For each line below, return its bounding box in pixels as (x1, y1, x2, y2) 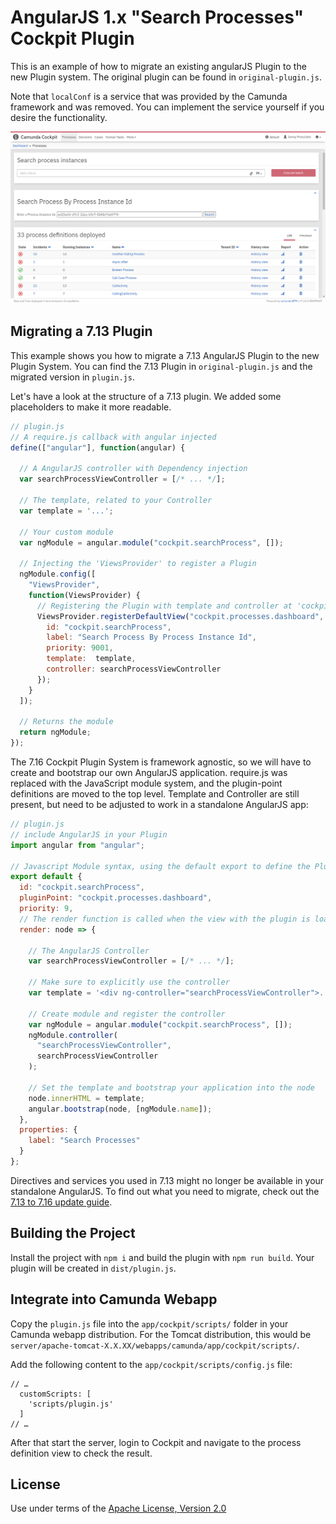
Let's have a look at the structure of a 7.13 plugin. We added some (10, 390, 282, 402)
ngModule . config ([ (19, 569, 97, 580)
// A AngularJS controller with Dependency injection (19, 464, 248, 474)
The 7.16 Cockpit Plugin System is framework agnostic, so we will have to (10, 756, 312, 768)
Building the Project (10, 1225, 136, 1242)
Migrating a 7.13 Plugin (10, 323, 153, 340)
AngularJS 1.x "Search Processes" (10, 6, 305, 29)
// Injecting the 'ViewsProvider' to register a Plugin (19, 559, 257, 569)
